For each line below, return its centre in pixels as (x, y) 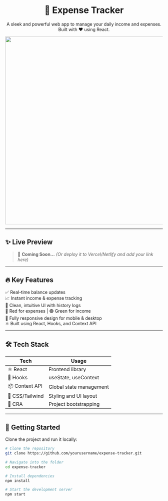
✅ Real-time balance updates (35, 292)
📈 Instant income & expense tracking (44, 298)
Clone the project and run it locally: (41, 439)
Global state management (78, 387)
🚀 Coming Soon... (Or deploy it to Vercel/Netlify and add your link (85, 254)
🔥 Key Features (29, 280)
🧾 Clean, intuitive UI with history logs (43, 305)
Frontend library (67, 369)
